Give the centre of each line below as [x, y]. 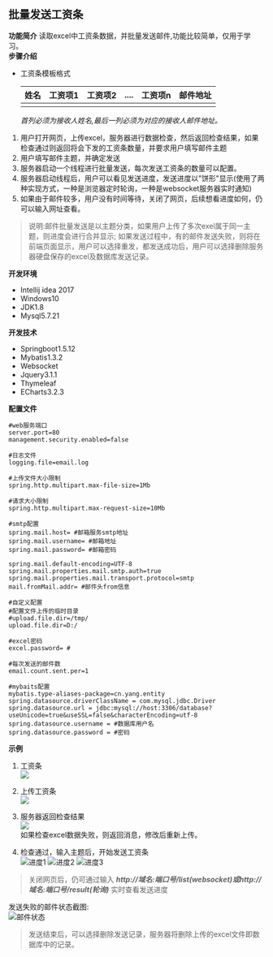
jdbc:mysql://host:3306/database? [154, 708]
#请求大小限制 [28, 501]
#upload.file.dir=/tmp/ [49, 618]
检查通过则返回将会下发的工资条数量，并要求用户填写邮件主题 [123, 148]
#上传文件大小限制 [35, 478]
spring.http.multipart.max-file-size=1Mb [80, 485]
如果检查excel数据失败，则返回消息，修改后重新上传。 [111, 834]
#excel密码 [26, 641]
